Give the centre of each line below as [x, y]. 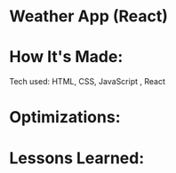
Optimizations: [65, 118]
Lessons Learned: [77, 158]
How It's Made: [66, 57]
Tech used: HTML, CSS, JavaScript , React [88, 82]
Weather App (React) [89, 16]
